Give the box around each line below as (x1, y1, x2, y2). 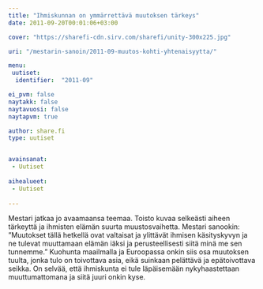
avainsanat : (8, 156, 47, 163)
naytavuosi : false (8, 105, 69, 113)
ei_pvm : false (8, 91, 55, 99)
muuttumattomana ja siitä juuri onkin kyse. (8, 272, 146, 282)
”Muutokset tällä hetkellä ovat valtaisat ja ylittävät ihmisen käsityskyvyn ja (8, 231, 248, 240)
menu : (8, 62, 26, 69)
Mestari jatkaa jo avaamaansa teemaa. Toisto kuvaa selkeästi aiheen (8, 214, 231, 223)
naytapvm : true (8, 112, 58, 121)
